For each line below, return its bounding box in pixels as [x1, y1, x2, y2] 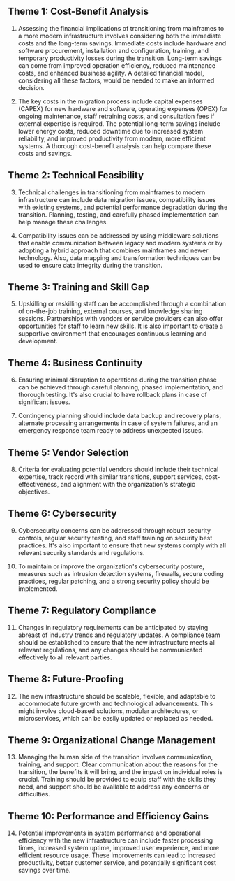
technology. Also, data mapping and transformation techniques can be [17, 253, 221, 262]
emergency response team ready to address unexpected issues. [17, 427, 204, 435]
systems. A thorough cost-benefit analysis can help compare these [17, 141, 211, 150]
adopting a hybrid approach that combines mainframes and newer [17, 246, 209, 255]
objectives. [17, 487, 50, 496]
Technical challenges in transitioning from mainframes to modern [17, 188, 206, 196]
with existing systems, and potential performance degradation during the [17, 203, 228, 211]
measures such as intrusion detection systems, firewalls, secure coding [17, 569, 224, 578]
